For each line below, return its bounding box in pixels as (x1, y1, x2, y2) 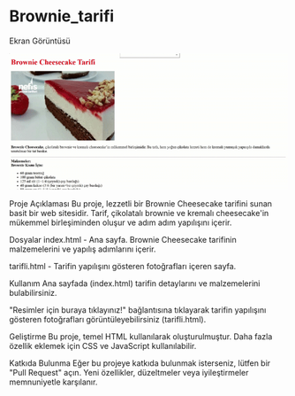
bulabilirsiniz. (9, 287, 57, 298)
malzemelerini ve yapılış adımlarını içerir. (9, 244, 156, 254)
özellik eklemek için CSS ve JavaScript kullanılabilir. (9, 340, 197, 351)
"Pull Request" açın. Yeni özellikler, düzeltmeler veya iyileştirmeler (9, 367, 249, 377)
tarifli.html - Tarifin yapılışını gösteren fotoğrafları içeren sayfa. (9, 260, 237, 271)
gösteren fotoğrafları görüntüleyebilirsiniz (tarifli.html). (9, 314, 207, 324)
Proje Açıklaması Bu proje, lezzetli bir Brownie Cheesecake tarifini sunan (9, 198, 272, 209)
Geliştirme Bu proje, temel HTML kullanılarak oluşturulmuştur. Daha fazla (9, 330, 273, 342)
